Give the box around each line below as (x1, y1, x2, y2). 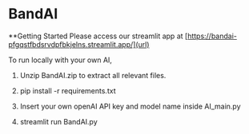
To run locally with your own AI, (8, 55, 112, 65)
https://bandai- (187, 31, 238, 41)
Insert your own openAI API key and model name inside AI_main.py (19, 101, 242, 111)
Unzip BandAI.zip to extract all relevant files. (19, 70, 167, 80)
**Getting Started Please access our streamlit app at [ (8, 31, 188, 41)
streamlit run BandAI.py (19, 116, 98, 126)
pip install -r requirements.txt (19, 85, 116, 96)
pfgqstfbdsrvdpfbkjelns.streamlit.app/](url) (8, 39, 150, 49)
